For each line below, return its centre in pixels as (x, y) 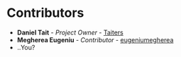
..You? (26, 47)
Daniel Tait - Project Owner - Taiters (70, 32)
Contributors (45, 13)
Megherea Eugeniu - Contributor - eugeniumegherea (95, 39)
